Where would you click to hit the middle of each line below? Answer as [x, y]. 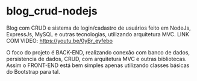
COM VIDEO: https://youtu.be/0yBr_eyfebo [60, 40]
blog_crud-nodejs [52, 11]
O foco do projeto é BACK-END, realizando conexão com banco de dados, [98, 52]
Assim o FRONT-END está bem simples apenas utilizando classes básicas [98, 65]
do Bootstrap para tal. [33, 71]
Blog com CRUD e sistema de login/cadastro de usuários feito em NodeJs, [98, 28]
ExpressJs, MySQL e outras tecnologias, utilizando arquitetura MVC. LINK [98, 34]
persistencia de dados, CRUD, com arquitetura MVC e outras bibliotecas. [96, 59]
